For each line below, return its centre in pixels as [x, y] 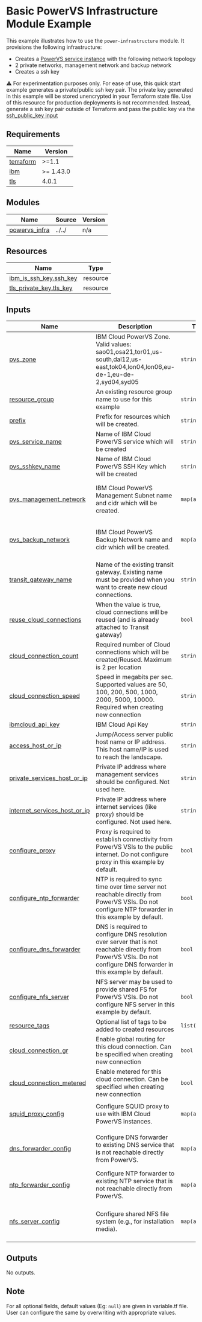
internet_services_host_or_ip [50, 811]
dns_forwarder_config [40, 1148]
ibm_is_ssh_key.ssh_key [43, 278]
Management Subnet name [134, 495]
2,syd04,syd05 [118, 382]
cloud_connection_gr [39, 1050]
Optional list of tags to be [131, 1022]
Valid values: [114, 344]
